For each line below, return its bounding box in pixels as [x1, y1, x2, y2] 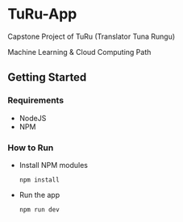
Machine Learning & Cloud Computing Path [7, 47, 152, 57]
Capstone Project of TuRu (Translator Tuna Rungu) [7, 31, 176, 41]
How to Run [7, 142, 54, 153]
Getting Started [7, 70, 87, 85]
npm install [19, 175, 60, 184]
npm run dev [19, 205, 60, 214]
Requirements [7, 94, 64, 106]
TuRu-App [7, 5, 77, 23]
